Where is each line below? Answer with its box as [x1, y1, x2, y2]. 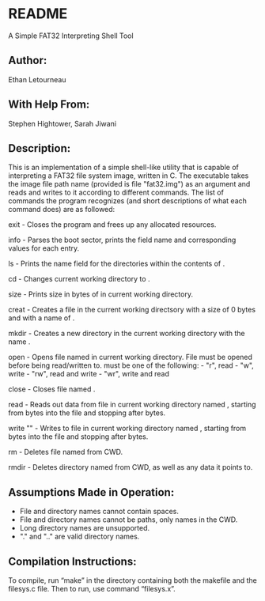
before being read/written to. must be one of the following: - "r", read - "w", [8, 361, 255, 370]
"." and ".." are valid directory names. [19, 531, 140, 542]
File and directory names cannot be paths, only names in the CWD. [19, 515, 238, 524]
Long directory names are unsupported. [19, 524, 150, 533]
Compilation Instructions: [8, 554, 137, 568]
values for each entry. [8, 244, 80, 253]
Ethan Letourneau [8, 74, 66, 84]
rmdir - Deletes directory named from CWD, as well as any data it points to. [8, 463, 253, 472]
